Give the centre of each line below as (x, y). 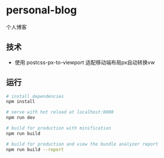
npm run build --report (35, 149)
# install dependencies (35, 96)
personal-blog (42, 10)
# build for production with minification (59, 128)
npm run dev (20, 118)
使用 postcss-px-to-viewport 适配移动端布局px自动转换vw (85, 62)
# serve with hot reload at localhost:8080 (60, 112)
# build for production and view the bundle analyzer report (82, 144)
